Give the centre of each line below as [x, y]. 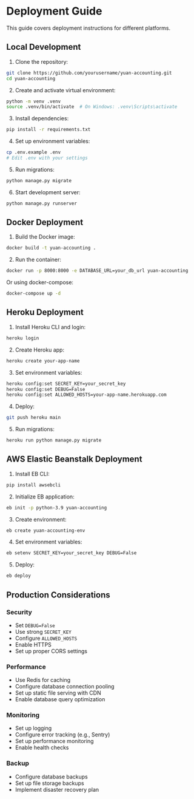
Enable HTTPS [33, 644]
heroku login [23, 338]
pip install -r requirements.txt [48, 130]
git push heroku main [34, 418]
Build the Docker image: [45, 237]
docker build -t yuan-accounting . [51, 248]
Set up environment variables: [52, 141]
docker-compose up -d [34, 294]
